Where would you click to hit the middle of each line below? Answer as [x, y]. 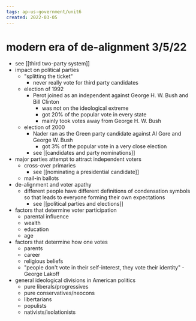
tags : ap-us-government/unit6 [44, 12]
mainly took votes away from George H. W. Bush [102, 121]
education [36, 229]
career [32, 255]
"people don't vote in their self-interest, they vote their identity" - [104, 268]
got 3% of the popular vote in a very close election [104, 146]
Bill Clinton [46, 102]
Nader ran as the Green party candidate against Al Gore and [107, 134]
